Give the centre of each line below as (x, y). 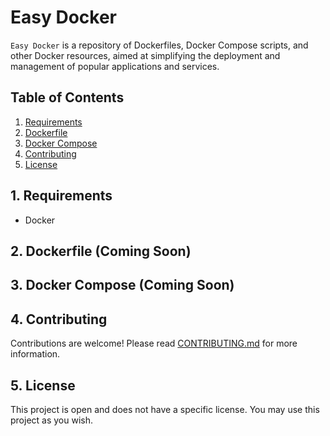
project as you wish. (52, 420)
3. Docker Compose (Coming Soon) (122, 285)
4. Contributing (59, 319)
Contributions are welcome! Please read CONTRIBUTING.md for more (154, 343)
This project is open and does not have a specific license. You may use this (165, 409)
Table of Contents (67, 97)
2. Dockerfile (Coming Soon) (101, 251)
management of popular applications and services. (115, 66)
